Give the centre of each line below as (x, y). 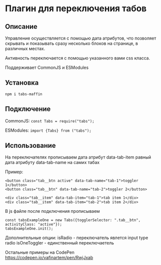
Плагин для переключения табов (76, 9)
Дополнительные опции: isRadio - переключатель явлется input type (77, 238)
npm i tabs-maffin (24, 94)
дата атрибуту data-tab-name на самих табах (52, 163)
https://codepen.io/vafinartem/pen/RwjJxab (49, 258)
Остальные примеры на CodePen (40, 252)
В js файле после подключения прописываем (52, 211)
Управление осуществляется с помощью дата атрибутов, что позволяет (81, 38)
